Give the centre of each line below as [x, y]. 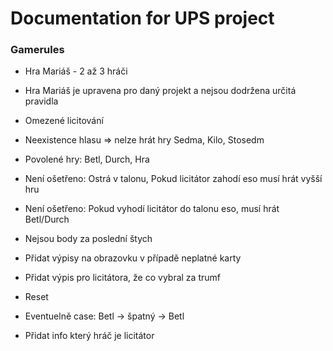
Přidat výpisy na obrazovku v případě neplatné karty [133, 258]
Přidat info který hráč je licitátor [89, 336]
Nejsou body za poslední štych [88, 239]
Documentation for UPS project [142, 18]
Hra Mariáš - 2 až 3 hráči [76, 71]
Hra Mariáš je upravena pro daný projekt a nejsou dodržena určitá [160, 91]
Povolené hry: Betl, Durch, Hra [87, 159]
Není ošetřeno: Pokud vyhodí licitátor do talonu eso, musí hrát [152, 209]
